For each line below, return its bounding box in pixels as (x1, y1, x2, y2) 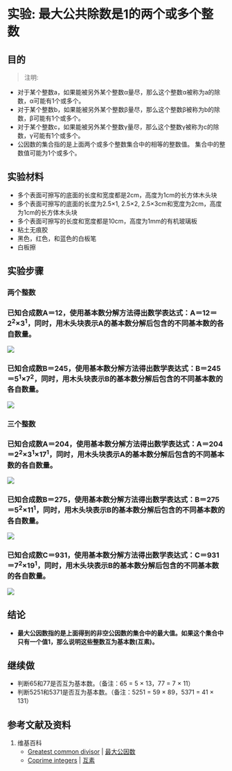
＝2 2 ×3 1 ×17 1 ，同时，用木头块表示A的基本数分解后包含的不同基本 (7, 449, 225, 459)
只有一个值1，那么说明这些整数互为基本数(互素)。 (17, 637, 159, 646)
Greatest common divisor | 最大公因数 (27, 747, 136, 756)
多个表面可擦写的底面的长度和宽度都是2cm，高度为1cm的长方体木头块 (17, 190, 217, 199)
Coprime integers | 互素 (27, 756, 96, 765)
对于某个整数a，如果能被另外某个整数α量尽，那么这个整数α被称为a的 (17, 88, 215, 96)
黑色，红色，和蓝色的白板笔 (17, 234, 97, 242)
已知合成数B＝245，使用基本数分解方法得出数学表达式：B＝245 (7, 363, 222, 373)
